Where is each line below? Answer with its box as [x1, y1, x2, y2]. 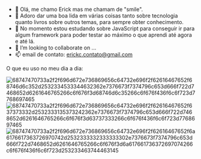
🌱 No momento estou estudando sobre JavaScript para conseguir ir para [14, 25, 195, 32]
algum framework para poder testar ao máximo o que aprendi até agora [14, 31, 192, 39]
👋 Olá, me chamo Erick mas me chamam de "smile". [14, 6, 143, 13]
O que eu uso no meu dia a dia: [6, 65, 83, 72]
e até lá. [14, 38, 35, 45]
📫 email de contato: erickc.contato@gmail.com [14, 51, 133, 58]
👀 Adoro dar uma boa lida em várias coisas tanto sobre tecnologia [14, 12, 178, 19]
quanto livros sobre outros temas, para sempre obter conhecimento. [14, 19, 184, 25]
